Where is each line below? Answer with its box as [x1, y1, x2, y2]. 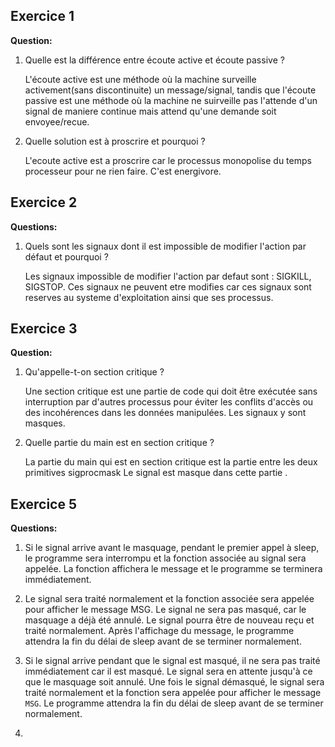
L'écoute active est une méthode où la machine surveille [24, 73, 257, 85]
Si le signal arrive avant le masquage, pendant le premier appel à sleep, [24, 542, 320, 554]
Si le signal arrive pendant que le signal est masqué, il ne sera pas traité [24, 655, 321, 667]
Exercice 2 [10, 194, 78, 211]
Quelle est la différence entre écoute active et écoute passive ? [24, 54, 285, 66]
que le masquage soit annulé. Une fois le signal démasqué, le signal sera [24, 676, 325, 688]
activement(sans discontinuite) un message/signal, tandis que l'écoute [24, 84, 317, 96]
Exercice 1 [10, 8, 75, 25]
